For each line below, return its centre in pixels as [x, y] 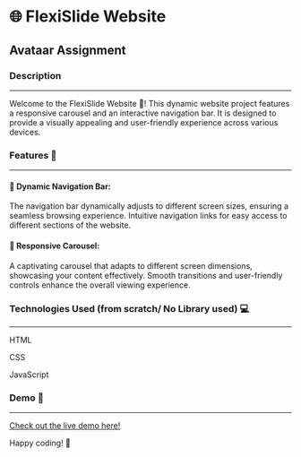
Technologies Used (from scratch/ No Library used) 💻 [129, 308]
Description [35, 75]
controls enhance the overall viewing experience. [100, 285]
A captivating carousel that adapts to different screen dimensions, [131, 265]
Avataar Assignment [68, 50]
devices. [25, 132]
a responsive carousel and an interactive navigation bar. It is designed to [143, 113]
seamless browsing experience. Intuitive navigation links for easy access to [148, 216]
